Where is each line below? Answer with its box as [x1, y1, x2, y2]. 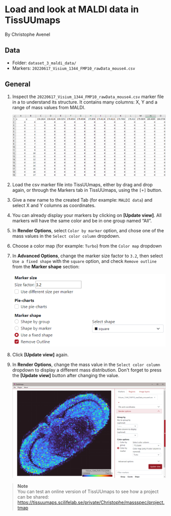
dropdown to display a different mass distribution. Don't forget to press [12, 367, 162, 373]
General [5, 80, 31, 89]
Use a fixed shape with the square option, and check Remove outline [12, 258, 157, 264]
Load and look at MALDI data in [5, 4, 139, 15]
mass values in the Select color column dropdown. [12, 233, 120, 239]
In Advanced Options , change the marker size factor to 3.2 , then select [12, 253, 163, 259]
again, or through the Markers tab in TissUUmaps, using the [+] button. [12, 187, 163, 193]
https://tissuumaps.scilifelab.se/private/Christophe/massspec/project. [17, 499, 165, 506]
